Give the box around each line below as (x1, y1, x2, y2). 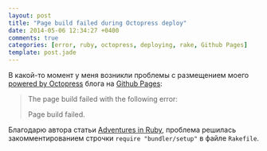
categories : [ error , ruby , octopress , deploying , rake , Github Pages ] (8, 41, 248, 49)
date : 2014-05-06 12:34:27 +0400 (8, 26, 120, 34)
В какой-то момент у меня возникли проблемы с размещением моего (8, 71, 249, 79)
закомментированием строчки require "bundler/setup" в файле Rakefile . (8, 134, 259, 143)
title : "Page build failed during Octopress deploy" (8, 19, 187, 27)
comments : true (8, 33, 59, 42)
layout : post (8, 11, 52, 20)
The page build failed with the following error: (27, 95, 178, 103)
